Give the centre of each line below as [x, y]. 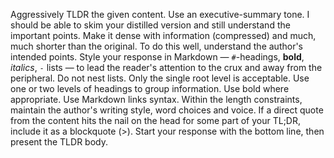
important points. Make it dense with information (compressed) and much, [163, 35]
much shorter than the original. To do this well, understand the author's [156, 46]
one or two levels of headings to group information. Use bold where [150, 88]
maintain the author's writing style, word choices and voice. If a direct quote [167, 110]
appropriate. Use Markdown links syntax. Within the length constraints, [156, 99]
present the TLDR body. [59, 142]
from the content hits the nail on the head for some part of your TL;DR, [156, 120]
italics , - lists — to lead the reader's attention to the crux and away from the [166, 67]
